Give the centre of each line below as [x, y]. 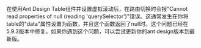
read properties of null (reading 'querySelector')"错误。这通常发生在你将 [97, 16]
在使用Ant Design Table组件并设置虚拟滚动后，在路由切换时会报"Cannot [97, 9]
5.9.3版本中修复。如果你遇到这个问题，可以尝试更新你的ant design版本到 [98, 31]
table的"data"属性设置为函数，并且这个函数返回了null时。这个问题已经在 [97, 24]
